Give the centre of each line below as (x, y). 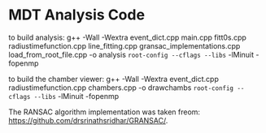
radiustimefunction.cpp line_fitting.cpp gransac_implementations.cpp (124, 45)
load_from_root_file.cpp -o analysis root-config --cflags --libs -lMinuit (131, 54)
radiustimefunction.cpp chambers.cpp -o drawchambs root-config (121, 88)
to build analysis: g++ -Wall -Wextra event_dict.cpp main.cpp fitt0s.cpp (127, 37)
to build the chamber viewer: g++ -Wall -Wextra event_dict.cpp (114, 79)
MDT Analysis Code (76, 15)
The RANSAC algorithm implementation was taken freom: (105, 112)
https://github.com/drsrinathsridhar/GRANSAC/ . (88, 120)
